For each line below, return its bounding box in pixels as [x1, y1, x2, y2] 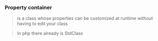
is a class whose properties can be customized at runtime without [17, 15, 153, 21]
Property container [5, 4, 52, 11]
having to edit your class [17, 20, 68, 26]
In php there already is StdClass [17, 30, 83, 36]
